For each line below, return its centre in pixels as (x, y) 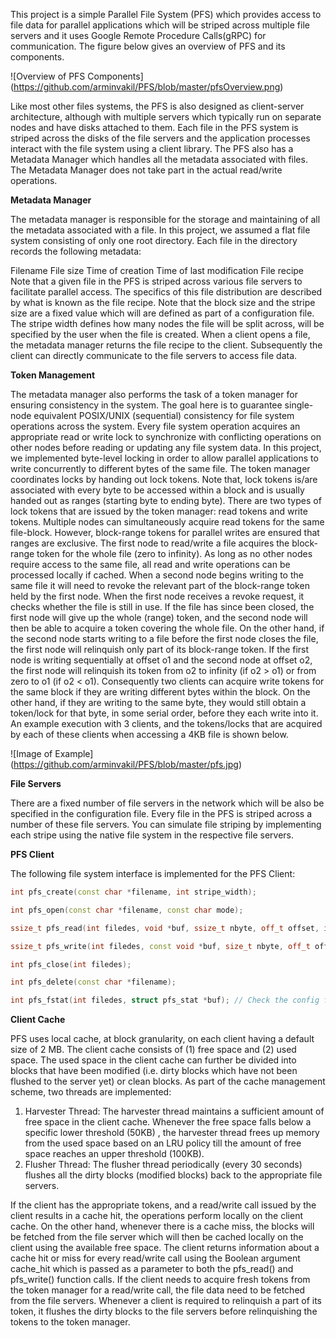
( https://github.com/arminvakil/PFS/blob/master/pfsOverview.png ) (147, 87)
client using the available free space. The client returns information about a (165, 1248)
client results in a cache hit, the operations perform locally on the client (157, 1216)
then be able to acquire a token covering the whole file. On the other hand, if (167, 628)
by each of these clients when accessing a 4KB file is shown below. (149, 734)
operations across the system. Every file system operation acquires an (155, 426)
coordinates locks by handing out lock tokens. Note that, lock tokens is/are (164, 479)
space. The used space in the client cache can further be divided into (153, 1060)
